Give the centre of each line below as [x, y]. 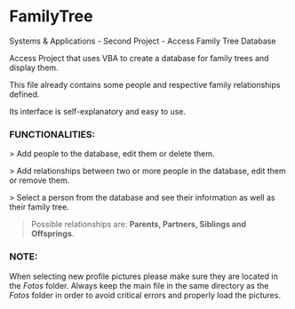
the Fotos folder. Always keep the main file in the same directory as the [139, 285]
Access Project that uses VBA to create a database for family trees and [139, 58]
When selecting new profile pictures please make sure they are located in [144, 276]
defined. [24, 94]
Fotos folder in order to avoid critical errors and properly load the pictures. [145, 295]
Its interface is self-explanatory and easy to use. [98, 111]
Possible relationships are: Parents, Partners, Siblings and [139, 225]
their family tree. [39, 207]
